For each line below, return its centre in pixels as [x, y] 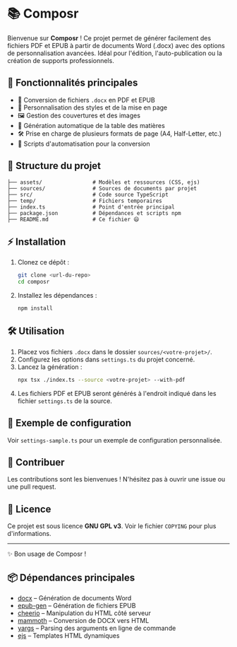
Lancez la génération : [50, 367]
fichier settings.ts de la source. [65, 401]
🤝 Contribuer [36, 462]
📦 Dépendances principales [71, 577]
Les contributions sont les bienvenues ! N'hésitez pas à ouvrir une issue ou [116, 479]
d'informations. [29, 534]
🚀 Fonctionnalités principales [73, 83]
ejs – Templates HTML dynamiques [68, 635]
